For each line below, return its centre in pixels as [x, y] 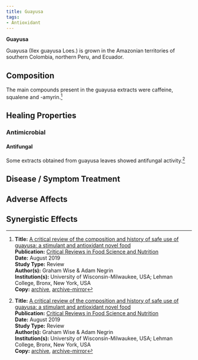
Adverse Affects [37, 199]
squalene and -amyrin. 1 [34, 96]
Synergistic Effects [42, 219]
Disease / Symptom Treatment [63, 179]
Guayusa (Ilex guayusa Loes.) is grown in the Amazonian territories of [90, 51]
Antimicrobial [26, 132]
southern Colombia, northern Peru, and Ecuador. [65, 57]
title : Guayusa [25, 12]
